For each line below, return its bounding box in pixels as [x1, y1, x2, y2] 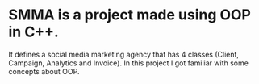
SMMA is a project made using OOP [8, 6, 252, 24]
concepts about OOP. [8, 66, 80, 76]
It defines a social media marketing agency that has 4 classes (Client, [8, 49, 240, 59]
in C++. [8, 23, 59, 41]
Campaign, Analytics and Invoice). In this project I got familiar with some [8, 58, 249, 68]
